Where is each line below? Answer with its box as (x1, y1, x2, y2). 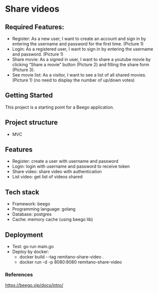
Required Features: (5, 23, 64, 31)
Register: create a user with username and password (12, 158, 118, 164)
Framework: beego (12, 201, 50, 207)
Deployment (5, 231, 43, 239)
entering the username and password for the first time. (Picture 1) (12, 41, 144, 47)
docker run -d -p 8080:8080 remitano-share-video (19, 259, 122, 265)
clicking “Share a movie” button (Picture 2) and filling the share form (12, 62, 150, 67)
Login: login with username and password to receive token (12, 163, 130, 169)
